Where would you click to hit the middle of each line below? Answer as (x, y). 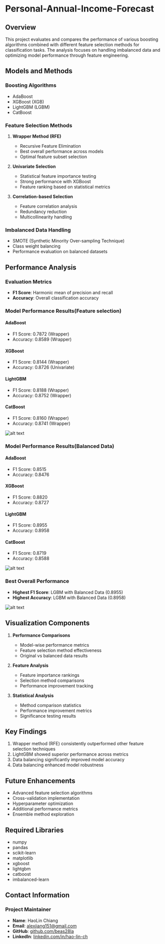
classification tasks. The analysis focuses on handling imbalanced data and (83, 50)
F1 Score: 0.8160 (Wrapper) (40, 418)
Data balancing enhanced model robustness (58, 765)
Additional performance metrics (45, 809)
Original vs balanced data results (54, 655)
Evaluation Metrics (28, 282)
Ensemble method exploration (43, 814)
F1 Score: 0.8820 (30, 497)
